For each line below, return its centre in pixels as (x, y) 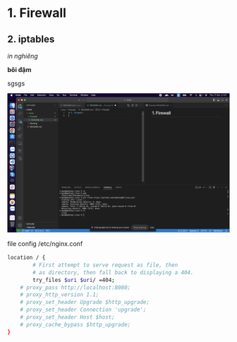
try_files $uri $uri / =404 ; (74, 280)
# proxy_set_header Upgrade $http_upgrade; (85, 302)
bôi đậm (19, 70)
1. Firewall (37, 13)
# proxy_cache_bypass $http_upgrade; (75, 324)
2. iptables (31, 39)
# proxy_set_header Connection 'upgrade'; (83, 310)
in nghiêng (23, 56)
